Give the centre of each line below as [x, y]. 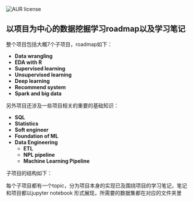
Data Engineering [36, 142]
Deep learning [32, 81]
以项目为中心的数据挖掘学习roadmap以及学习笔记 [96, 29]
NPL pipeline [39, 154]
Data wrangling [33, 56]
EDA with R [28, 62]
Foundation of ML [36, 136]
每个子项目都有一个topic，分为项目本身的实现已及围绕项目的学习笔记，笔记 [96, 186]
